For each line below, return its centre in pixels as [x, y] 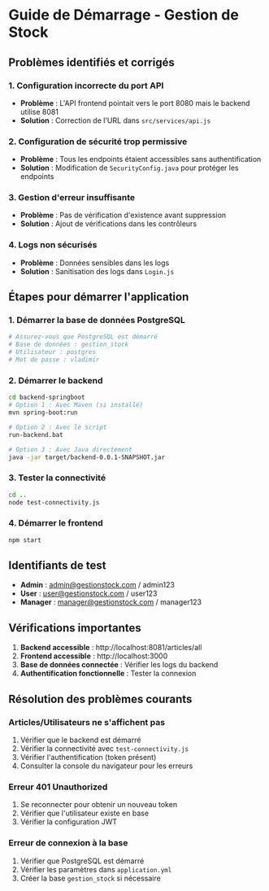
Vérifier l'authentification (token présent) [88, 757]
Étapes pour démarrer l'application [99, 297]
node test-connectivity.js [54, 502]
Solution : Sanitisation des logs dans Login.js [97, 271]
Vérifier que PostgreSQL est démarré [82, 861]
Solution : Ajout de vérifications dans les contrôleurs [108, 224]
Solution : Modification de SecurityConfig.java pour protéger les [129, 168]
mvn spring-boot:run [43, 413]
